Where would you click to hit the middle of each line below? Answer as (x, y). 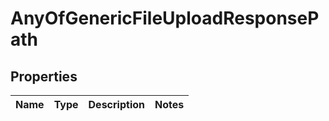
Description (116, 104)
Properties (44, 76)
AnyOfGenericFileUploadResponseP (165, 18)
